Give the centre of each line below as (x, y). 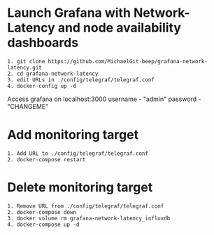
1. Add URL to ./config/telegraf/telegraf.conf (78, 153)
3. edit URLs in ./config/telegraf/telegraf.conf (81, 80)
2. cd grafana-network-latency (53, 74)
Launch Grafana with (69, 13)
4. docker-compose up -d (43, 224)
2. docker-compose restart (47, 159)
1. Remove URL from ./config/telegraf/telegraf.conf (86, 206)
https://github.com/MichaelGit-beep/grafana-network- (128, 61)
